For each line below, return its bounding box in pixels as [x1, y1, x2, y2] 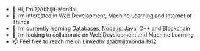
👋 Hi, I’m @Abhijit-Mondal [12, 6, 77, 13]
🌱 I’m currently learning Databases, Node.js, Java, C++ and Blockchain [12, 25, 190, 32]
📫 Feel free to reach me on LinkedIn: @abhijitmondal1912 [12, 38, 157, 45]
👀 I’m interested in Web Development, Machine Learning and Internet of [12, 12, 192, 19]
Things [12, 19, 30, 25]
